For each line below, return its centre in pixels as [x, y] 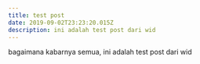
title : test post [36, 15]
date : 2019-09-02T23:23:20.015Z [61, 23]
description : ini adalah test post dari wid [82, 30]
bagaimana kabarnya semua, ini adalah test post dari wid [100, 52]
